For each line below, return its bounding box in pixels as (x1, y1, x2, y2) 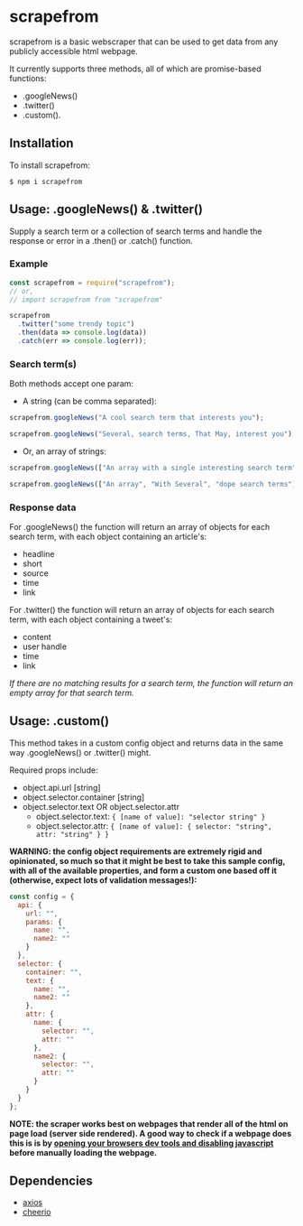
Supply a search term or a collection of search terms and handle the (9, 226, 263, 237)
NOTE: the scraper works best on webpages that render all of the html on (9, 1118, 289, 1129)
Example (9, 257, 49, 270)
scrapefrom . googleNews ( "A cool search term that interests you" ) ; (9, 413, 264, 423)
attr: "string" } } (35, 830, 110, 839)
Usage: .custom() (9, 713, 110, 729)
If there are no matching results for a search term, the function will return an (9, 678, 293, 689)
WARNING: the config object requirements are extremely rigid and (9, 846, 262, 857)
